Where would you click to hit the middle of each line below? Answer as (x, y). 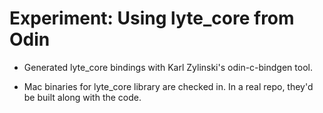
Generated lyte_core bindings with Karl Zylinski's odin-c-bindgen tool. (168, 67)
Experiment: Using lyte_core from (152, 18)
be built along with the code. (82, 97)
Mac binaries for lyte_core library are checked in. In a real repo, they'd (168, 86)
